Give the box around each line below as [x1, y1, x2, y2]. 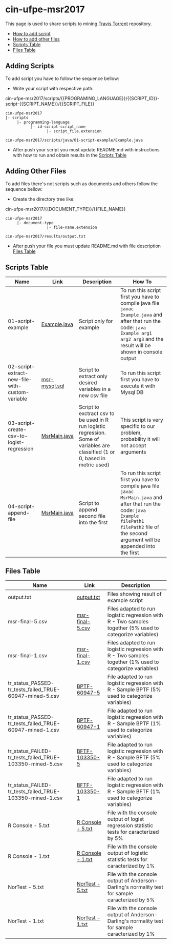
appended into [120, 543, 156, 550]
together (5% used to [107, 624, 159, 632]
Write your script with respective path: [12, 85, 94, 91]
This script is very [120, 417, 163, 424]
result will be [120, 342, 151, 349]
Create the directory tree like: [12, 196, 75, 202]
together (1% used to [107, 658, 159, 665]
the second [120, 530, 147, 537]
